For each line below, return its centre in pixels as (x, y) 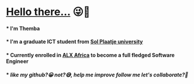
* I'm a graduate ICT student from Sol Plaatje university (75, 42)
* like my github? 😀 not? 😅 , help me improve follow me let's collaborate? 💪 (97, 75)
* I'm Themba (23, 28)
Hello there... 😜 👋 (48, 12)
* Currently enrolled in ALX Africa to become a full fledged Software (91, 55)
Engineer (17, 61)
